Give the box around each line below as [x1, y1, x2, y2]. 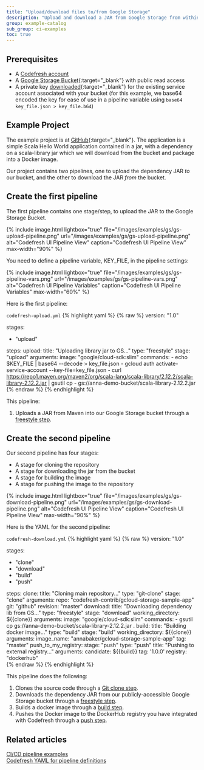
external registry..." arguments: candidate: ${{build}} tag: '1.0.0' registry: [6, 648, 187, 655]
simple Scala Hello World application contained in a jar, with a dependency [6, 142, 193, 150]
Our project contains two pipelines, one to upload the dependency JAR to [6, 167, 190, 174]
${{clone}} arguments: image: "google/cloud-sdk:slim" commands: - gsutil [6, 616, 193, 623]
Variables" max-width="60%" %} [6, 288, 90, 295]
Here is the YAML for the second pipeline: [6, 523, 111, 531]
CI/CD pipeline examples [6, 751, 69, 758]
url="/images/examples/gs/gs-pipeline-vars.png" [54, 275, 178, 283]
